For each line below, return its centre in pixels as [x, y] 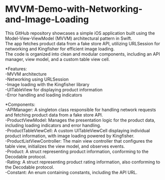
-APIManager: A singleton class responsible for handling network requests [81, 110]
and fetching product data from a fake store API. [54, 115]
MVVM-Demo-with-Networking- [74, 9]
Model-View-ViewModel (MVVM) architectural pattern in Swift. [69, 38]
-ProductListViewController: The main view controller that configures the [79, 141]
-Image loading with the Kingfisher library [47, 84]
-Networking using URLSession [37, 79]
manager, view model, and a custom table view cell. [57, 59]
